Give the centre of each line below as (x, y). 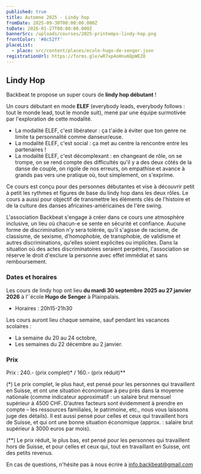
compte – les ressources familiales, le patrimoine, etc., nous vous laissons (97, 409)
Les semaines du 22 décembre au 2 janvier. (68, 344)
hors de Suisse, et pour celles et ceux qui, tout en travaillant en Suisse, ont (98, 447)
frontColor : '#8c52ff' (34, 39)
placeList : (20, 45)
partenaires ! (31, 149)
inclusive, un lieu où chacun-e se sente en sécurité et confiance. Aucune (96, 224)
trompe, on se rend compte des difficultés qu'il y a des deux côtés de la (103, 163)
